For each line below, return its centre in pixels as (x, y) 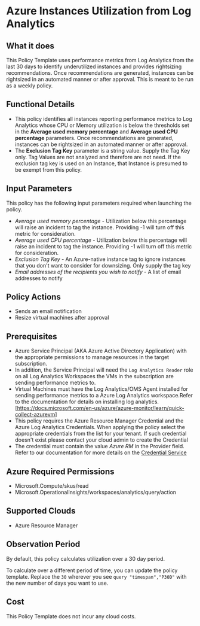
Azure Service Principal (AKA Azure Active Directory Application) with (101, 351)
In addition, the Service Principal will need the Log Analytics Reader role (104, 370)
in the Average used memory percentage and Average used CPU (96, 131)
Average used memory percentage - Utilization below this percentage (101, 221)
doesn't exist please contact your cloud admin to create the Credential (101, 440)
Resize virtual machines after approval (62, 318)
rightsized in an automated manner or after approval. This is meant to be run (100, 79)
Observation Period (43, 544)
